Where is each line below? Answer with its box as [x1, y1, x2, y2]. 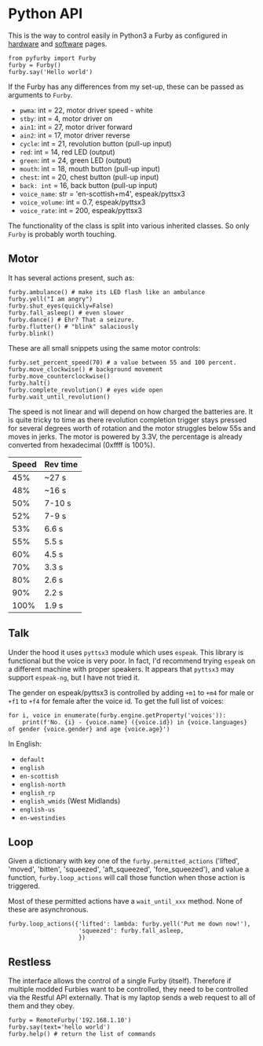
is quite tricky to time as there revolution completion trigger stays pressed [8, 414, 247, 425]
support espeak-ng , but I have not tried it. [8, 672, 140, 682]
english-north [19, 780, 66, 789]
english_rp [19, 789, 56, 797]
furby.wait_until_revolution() [8, 392, 111, 401]
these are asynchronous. [8, 905, 89, 915]
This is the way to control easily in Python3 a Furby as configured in [8, 31, 228, 40]
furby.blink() [8, 330, 55, 337]
